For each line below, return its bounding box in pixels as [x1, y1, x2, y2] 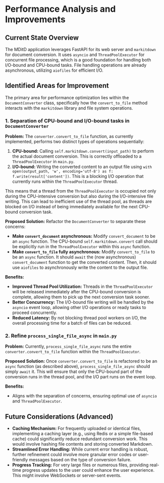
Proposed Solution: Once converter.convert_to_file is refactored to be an [5, 358, 158, 364]
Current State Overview [5, 33, 79, 42]
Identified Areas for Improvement [5, 82, 109, 90]
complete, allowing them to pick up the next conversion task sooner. [12, 294, 150, 300]
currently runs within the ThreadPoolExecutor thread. [12, 178, 118, 185]
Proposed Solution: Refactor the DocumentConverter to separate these [5, 219, 146, 225]
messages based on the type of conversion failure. [29, 457, 132, 463]
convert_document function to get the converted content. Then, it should [12, 259, 157, 265]
